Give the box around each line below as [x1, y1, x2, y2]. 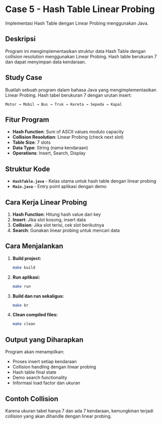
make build [12, 265, 36, 270]
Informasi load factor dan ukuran [12, 380, 80, 386]
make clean [12, 321, 36, 326]
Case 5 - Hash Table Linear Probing [5, 4, 155, 15]
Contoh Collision [5, 394, 59, 403]
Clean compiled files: [12, 312, 58, 318]
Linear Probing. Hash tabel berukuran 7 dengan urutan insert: [5, 92, 132, 98]
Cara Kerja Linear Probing [5, 198, 87, 207]
